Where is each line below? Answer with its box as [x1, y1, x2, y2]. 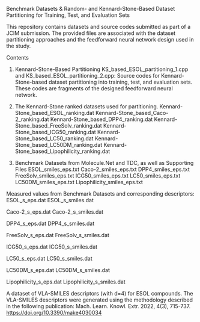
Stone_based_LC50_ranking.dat [14, 135, 94, 142]
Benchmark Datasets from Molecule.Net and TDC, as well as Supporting [14, 159, 194, 166]
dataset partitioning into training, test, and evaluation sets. [49, 78, 193, 85]
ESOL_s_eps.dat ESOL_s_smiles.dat [6, 197, 94, 203]
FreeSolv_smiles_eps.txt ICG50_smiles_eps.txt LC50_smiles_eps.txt [14, 172, 181, 179]
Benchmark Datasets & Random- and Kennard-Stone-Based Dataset [6, 5, 175, 12]
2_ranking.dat [14, 116, 49, 123]
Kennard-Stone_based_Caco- [95, 110, 169, 116]
